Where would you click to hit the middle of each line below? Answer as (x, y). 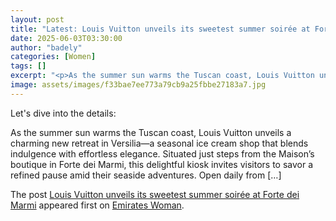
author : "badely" (46, 47)
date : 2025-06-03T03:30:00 (66, 38)
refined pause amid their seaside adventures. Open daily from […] (146, 175)
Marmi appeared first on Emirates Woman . (97, 205)
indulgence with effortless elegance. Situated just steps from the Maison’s (162, 153)
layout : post (37, 19)
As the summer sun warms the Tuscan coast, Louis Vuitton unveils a (151, 132)
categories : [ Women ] (53, 57)
